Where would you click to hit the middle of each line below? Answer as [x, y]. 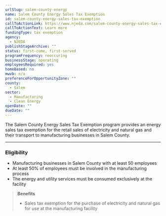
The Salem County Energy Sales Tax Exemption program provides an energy [83, 124]
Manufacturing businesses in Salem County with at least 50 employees [84, 163]
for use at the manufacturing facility [61, 209]
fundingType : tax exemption [34, 33]
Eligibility [17, 152]
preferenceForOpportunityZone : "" [41, 78]
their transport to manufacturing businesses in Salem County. [68, 135]
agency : [13, 37]
